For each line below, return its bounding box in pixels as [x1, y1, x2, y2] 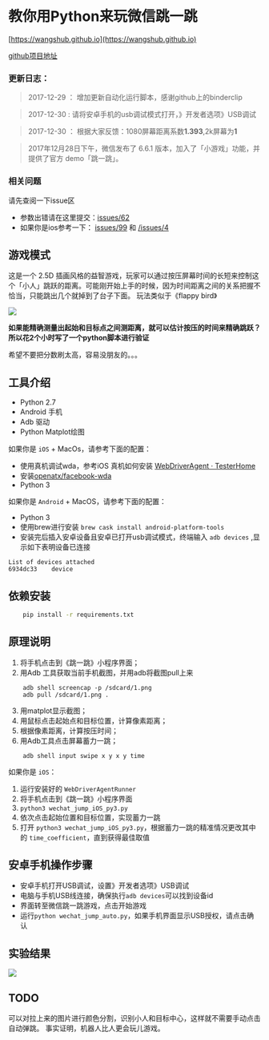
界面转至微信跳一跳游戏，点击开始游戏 [19, 901, 147, 910]
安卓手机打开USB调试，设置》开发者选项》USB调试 [19, 881, 190, 890]
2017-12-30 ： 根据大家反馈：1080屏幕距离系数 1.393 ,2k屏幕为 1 [27, 127, 238, 136]
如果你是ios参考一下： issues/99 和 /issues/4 [19, 222, 170, 232]
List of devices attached [8, 558, 94, 566]
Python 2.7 [19, 397, 56, 407]
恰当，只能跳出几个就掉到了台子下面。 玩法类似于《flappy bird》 [8, 291, 218, 300]
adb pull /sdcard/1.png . [22, 691, 110, 699]
